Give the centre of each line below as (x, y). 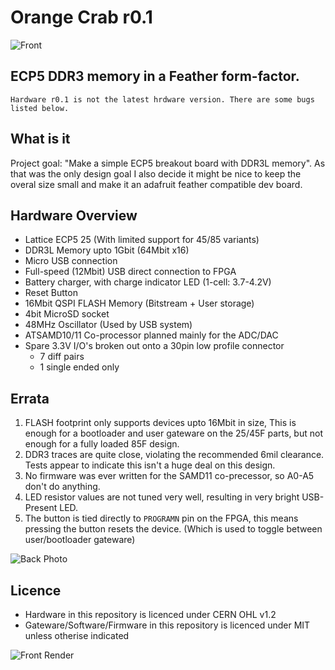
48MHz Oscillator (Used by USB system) (108, 325)
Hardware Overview (74, 215)
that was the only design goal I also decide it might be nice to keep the (156, 173)
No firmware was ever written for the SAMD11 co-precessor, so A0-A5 (169, 476)
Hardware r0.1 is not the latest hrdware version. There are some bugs (162, 99)
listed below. (40, 108)
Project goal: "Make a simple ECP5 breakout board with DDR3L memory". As (168, 163)
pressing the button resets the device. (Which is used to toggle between (173, 529)
